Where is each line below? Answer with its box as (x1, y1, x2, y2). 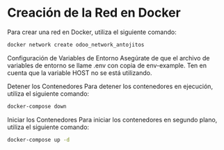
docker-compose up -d (7, 136, 70, 143)
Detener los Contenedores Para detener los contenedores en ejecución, (7, 82, 214, 90)
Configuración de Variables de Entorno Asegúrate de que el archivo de (7, 53, 210, 62)
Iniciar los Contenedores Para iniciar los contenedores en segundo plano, (7, 115, 218, 124)
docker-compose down (7, 103, 67, 110)
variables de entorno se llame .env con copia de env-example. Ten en (7, 61, 207, 69)
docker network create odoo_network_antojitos (7, 41, 145, 48)
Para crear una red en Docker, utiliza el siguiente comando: (7, 28, 177, 36)
